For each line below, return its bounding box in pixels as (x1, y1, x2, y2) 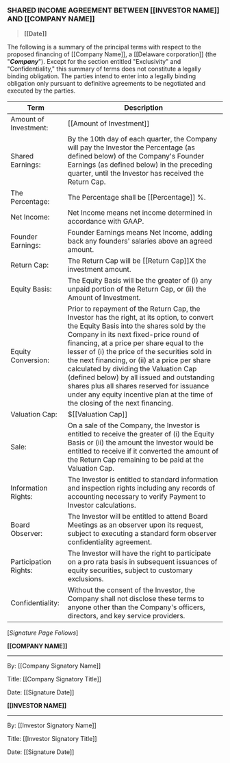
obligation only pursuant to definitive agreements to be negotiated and (7, 80, 206, 88)
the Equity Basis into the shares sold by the (67, 321, 207, 331)
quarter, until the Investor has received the (67, 169, 204, 178)
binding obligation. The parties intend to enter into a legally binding (7, 72, 196, 80)
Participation (10, 557, 51, 567)
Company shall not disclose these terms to (67, 594, 205, 604)
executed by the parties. (7, 86, 76, 95)
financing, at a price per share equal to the (67, 338, 204, 348)
